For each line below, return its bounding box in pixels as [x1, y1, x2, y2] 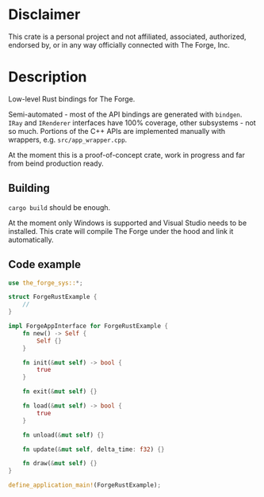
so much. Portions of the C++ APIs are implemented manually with [8, 126, 226, 136]
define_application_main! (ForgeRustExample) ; [8, 481, 161, 489]
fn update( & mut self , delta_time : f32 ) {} [22, 445, 165, 453]
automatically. [8, 235, 54, 244]
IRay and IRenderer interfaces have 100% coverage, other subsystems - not [8, 117, 256, 128]
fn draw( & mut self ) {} [22, 460, 98, 468]
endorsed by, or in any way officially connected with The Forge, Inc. [8, 40, 230, 49]
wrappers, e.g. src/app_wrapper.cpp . [8, 135, 128, 144]
